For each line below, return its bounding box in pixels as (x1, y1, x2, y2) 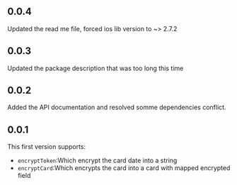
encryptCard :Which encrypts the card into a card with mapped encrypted (17, 164, 231, 172)
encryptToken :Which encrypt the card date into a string (17, 156, 178, 165)
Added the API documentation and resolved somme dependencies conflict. (7, 103, 226, 112)
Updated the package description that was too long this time (7, 64, 184, 72)
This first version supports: (7, 142, 86, 151)
